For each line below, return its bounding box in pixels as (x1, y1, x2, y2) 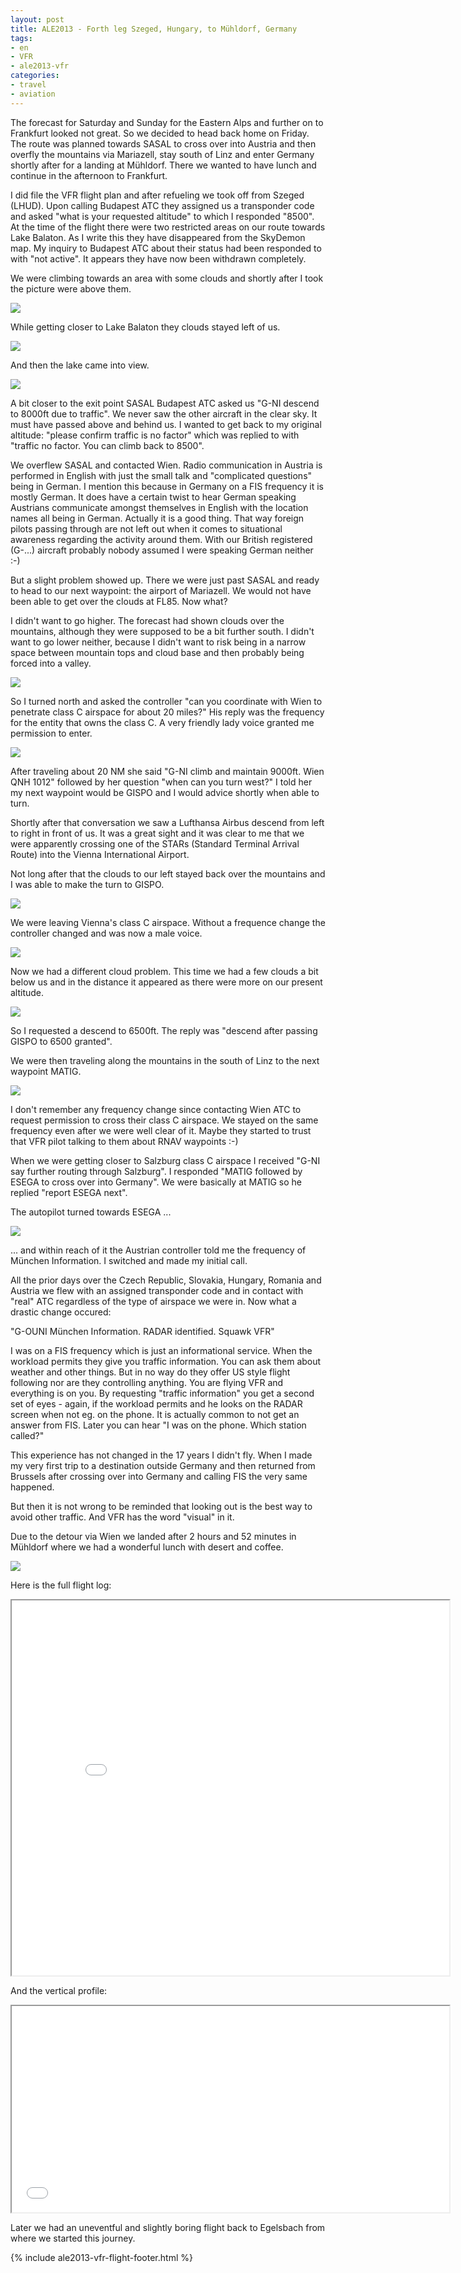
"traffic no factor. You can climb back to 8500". (10, 439, 205, 451)
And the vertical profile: (10, 1984, 108, 1996)
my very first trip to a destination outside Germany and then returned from (10, 1459, 316, 1471)
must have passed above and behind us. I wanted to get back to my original (10, 418, 322, 430)
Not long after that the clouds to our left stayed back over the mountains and (10, 867, 326, 880)
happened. (10, 1481, 55, 1493)
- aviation (10, 89, 56, 99)
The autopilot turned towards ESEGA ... (10, 1206, 172, 1218)
